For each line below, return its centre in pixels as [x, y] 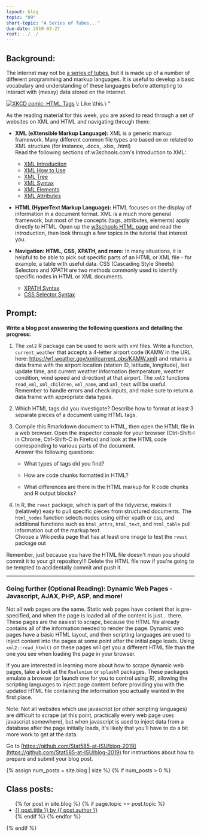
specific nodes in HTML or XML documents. [69, 276]
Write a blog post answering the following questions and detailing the [94, 328]
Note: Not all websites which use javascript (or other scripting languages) [97, 709]
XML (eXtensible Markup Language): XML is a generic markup [93, 133]
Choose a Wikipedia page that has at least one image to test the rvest [101, 536]
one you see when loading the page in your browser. [71, 654]
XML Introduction [45, 164]
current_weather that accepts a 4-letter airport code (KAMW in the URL [103, 352]
